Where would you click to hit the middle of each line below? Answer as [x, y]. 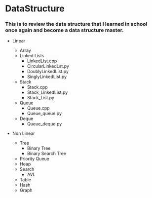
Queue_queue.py [44, 114]
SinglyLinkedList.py [47, 77]
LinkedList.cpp [42, 61]
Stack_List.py [40, 98]
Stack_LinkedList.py [47, 92]
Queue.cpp [38, 108]
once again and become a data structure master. [64, 30]
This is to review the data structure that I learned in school [76, 24]
